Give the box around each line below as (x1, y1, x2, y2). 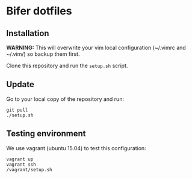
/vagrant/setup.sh (6, 166, 52, 172)
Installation (6, 28, 49, 38)
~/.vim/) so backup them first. (6, 50, 80, 58)
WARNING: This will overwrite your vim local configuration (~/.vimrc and (6, 44, 187, 51)
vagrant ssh (6, 161, 36, 168)
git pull (6, 107, 28, 113)
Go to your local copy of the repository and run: (6, 95, 125, 103)
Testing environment (6, 129, 86, 139)
